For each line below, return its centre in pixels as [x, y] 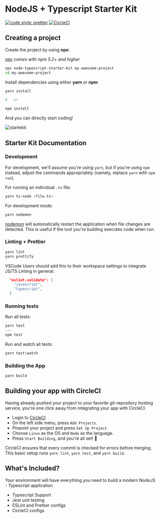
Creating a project [33, 38]
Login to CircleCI [29, 417]
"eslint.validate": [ [31, 280]
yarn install [18, 91]
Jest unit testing [28, 500]
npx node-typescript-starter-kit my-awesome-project [60, 68]
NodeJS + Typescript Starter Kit [71, 9]
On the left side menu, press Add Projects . [55, 423]
